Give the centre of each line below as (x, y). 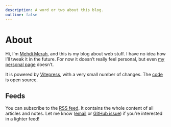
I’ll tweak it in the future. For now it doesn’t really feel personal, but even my (85, 59)
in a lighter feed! (22, 119)
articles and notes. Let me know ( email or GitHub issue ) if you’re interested (84, 114)
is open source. (22, 80)
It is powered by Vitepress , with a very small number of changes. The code (84, 75)
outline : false (21, 15)
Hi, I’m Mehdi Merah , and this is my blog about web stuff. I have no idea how (86, 54)
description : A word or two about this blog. (54, 10)
